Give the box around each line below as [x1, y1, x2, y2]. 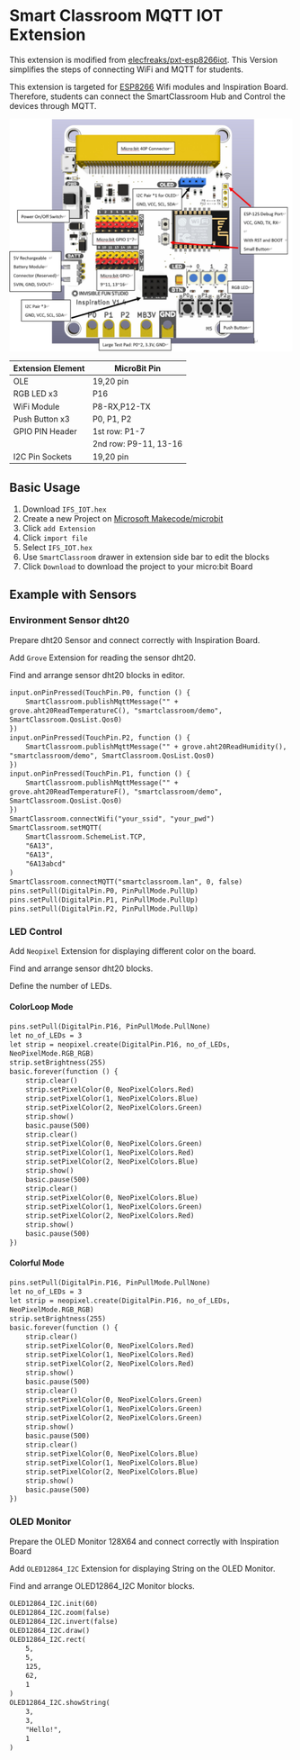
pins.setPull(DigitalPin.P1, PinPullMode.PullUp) [9, 895, 199, 904]
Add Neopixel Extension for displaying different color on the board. [9, 945, 257, 956]
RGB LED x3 [13, 388, 58, 399]
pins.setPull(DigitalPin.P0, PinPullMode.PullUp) [9, 886, 199, 895]
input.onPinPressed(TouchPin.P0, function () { [9, 688, 191, 697]
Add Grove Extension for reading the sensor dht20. [9, 652, 196, 663]
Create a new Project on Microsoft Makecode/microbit [22, 513, 224, 523]
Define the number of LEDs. [9, 980, 112, 991]
